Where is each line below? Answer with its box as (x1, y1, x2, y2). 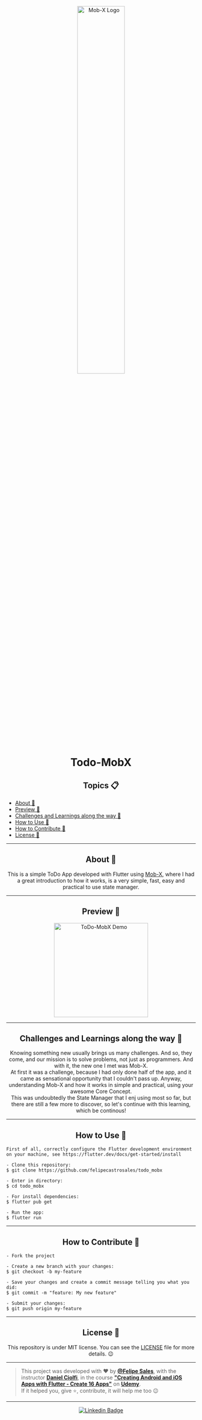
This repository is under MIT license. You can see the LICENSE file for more (7, 1343, 195, 1351)
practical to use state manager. (63, 883, 139, 890)
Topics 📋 (83, 780, 119, 790)
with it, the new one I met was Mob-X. (54, 1062, 148, 1070)
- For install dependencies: (6, 1194, 79, 1200)
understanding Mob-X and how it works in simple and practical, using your (8, 1082, 194, 1089)
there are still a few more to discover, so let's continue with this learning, (11, 1101, 191, 1108)
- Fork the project (6, 1253, 55, 1259)
